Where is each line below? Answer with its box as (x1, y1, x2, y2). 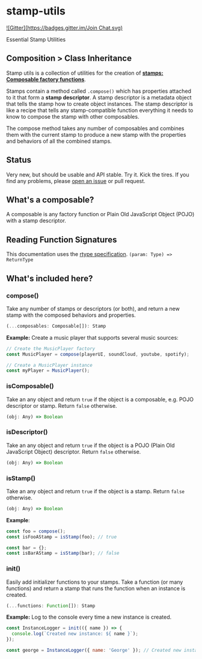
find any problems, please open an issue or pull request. (6, 177, 145, 184)
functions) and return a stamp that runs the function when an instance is (6, 584, 186, 592)
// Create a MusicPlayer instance (6, 362, 93, 368)
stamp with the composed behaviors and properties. (6, 311, 136, 319)
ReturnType (6, 257, 34, 263)
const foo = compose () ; (6, 528, 66, 534)
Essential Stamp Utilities (6, 36, 66, 43)
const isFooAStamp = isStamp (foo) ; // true (6, 534, 117, 540)
